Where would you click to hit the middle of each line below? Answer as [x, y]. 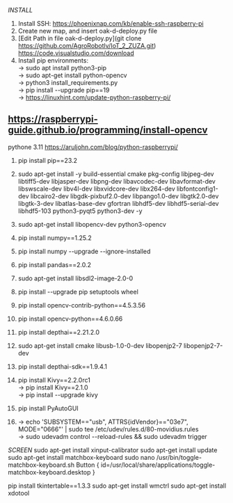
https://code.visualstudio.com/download [76, 53]
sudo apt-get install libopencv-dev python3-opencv [92, 224]
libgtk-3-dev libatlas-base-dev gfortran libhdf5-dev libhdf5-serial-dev [118, 203]
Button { [88, 465]
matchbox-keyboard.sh [41, 465]
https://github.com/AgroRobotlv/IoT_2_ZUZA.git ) [87, 46]
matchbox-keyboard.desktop [49, 472]
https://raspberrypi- [53, 119]
